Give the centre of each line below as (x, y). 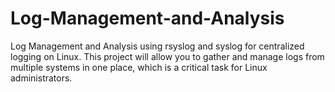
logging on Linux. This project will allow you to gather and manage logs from (167, 56)
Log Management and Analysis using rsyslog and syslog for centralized (157, 46)
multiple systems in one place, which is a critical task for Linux (139, 67)
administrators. (41, 78)
